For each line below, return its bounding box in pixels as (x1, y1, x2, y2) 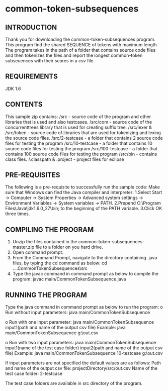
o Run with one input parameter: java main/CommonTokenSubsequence (5, 319, 154, 325)
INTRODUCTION (5, 23, 57, 32)
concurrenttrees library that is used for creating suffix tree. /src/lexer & (5, 124, 152, 130)
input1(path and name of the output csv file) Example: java (5, 325, 126, 331)
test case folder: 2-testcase (5, 370, 63, 377)
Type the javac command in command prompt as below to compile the (12, 271, 158, 277)
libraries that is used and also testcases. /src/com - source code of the (5, 119, 152, 125)
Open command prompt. (12, 249, 64, 255)
